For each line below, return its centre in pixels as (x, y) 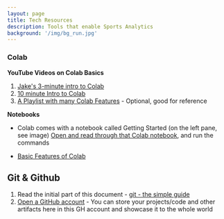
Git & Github (34, 178)
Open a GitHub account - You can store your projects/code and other (116, 202)
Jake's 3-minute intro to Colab (61, 86)
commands (33, 143)
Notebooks (24, 114)
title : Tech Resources (40, 20)
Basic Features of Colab (51, 156)
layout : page (26, 14)
